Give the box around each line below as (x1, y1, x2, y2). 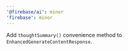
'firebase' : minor (6, 15, 53, 21)
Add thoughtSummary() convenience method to (6, 31, 123, 38)
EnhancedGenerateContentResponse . (6, 38, 92, 45)
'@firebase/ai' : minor (6, 8, 64, 15)
